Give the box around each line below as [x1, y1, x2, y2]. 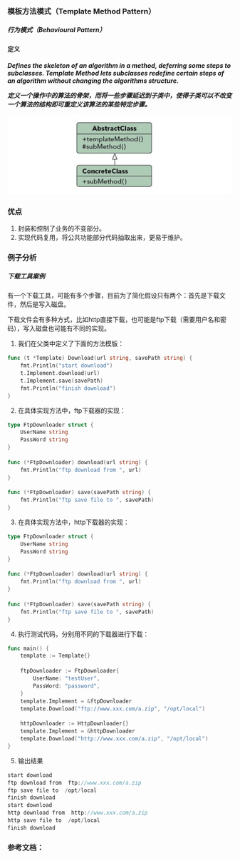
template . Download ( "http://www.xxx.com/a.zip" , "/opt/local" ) [20, 735, 209, 743]
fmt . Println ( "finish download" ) [20, 384, 116, 392]
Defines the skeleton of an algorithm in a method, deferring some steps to [7, 61, 231, 69]
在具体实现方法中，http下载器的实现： [17, 518, 130, 526]
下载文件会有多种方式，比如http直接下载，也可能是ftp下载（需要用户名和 [7, 316, 221, 324]
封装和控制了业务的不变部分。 [17, 224, 105, 233]
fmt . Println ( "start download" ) [20, 362, 113, 369]
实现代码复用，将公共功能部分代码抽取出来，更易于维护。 [17, 233, 187, 242]
